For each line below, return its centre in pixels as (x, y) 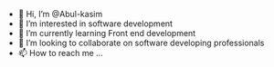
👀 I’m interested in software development (95, 24)
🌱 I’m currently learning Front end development (107, 33)
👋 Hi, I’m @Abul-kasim (60, 14)
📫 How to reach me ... (60, 53)
